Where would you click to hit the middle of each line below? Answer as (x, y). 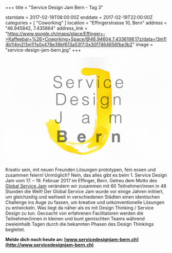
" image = (142, 45)
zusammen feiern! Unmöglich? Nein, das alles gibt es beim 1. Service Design (86, 175)
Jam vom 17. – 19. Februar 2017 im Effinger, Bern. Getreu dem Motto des (81, 181)
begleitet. (15, 229)
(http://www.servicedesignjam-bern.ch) (50, 245)
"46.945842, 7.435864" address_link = (46, 28)
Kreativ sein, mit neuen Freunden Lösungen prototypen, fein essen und (81, 170)
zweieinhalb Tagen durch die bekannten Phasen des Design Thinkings (80, 224)
